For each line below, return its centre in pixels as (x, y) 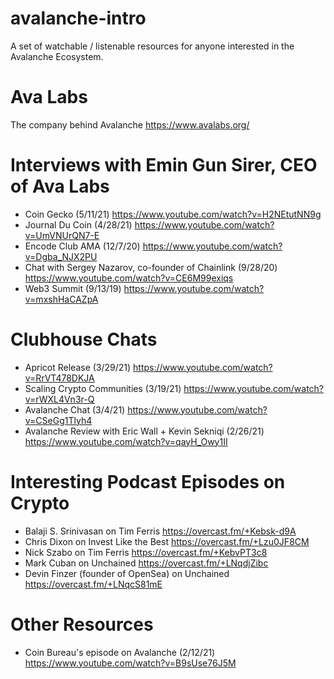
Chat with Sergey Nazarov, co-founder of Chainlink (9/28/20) (151, 267)
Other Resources (82, 624)
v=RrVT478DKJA (59, 378)
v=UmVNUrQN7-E (62, 235)
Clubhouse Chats (84, 339)
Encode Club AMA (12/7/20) (82, 246)
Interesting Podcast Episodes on (148, 481)
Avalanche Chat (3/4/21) (75, 409)
